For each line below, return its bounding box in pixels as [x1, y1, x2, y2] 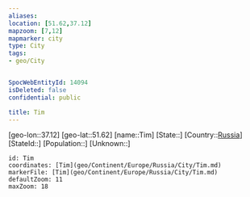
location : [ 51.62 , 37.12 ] [8, 19, 92, 27]
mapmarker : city [8, 34, 63, 43]
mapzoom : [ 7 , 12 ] [8, 27, 63, 35]
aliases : [8, 11, 38, 20]
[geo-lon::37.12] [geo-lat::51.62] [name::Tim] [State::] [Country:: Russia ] [8, 130, 243, 140]
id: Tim [8, 154, 35, 162]
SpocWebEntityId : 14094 [8, 78, 89, 86]
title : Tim [8, 108, 45, 116]
